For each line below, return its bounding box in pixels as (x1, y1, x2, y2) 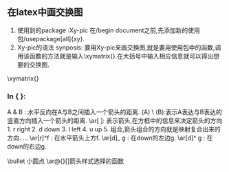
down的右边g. (7, 142, 47, 151)
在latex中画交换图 (7, 6, 83, 19)
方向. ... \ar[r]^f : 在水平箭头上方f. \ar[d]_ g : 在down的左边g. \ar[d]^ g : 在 (7, 133, 213, 142)
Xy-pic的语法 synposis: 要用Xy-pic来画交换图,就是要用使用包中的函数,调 (17, 43, 221, 52)
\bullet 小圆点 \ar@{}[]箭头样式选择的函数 (7, 157, 124, 165)
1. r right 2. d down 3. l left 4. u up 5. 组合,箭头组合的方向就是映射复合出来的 (7, 125, 221, 133)
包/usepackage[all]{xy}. (17, 34, 85, 43)
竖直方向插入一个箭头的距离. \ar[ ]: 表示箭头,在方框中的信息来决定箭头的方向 (7, 116, 223, 125)
